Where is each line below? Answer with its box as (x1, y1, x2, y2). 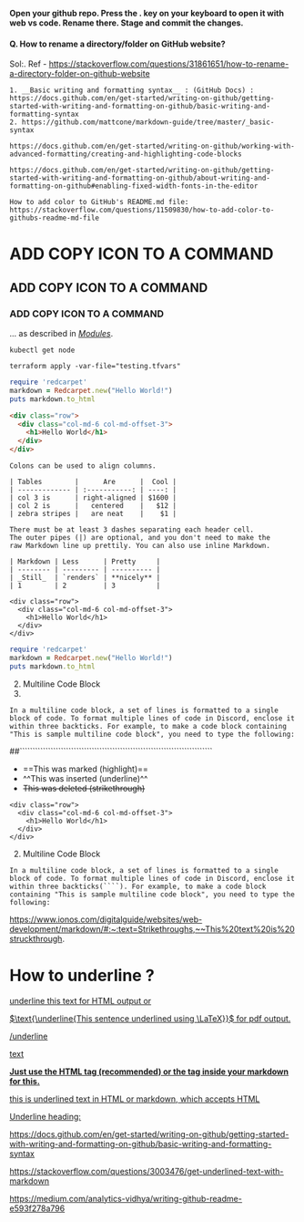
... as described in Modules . (9, 328, 114, 339)
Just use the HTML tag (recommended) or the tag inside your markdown (9, 1066, 289, 1077)
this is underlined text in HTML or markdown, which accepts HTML (9, 1093, 260, 1104)
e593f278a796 (9, 1203, 66, 1214)
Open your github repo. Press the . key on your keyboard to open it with (9, 8, 285, 18)
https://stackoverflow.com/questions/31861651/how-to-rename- (48, 58, 289, 69)
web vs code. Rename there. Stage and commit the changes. (9, 17, 244, 28)
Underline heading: (9, 1111, 82, 1122)
